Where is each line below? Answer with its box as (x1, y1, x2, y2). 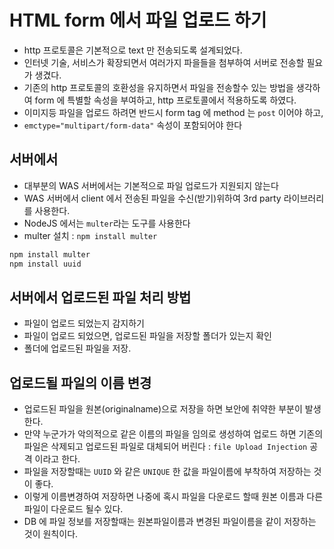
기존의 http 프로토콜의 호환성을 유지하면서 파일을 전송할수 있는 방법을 (23, 81, 294, 93)
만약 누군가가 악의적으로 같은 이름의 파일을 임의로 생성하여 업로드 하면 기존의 (23, 428, 324, 440)
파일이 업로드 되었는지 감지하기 (23, 317, 145, 330)
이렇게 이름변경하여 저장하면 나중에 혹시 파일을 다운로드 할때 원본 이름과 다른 (23, 491, 324, 503)
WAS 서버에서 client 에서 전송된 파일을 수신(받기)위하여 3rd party (23, 192, 282, 204)
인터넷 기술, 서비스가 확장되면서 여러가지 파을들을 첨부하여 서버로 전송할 (23, 56, 305, 68)
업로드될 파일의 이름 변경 (9, 374, 152, 391)
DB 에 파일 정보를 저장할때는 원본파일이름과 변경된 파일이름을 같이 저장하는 (23, 516, 317, 528)
